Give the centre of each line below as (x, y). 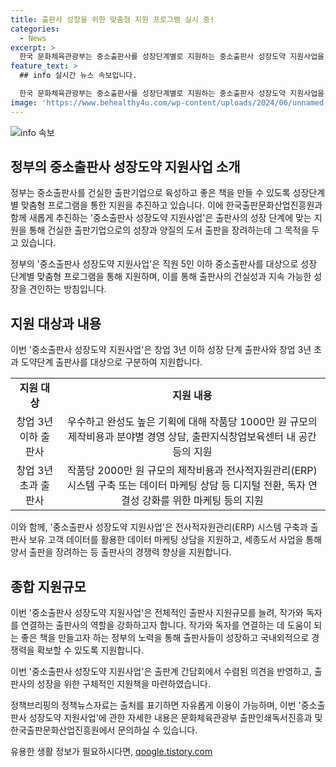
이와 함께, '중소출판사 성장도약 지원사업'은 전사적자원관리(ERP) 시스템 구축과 (159, 527)
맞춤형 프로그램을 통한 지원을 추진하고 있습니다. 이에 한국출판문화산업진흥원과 (171, 205)
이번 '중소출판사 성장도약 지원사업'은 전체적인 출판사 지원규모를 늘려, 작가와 (157, 613)
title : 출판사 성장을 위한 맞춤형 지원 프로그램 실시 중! (112, 19)
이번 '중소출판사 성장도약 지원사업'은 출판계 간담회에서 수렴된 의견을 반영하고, (161, 672)
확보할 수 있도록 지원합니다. (90, 650)
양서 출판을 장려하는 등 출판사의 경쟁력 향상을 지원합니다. (121, 552)
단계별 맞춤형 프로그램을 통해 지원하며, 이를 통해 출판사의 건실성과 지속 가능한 (161, 277)
